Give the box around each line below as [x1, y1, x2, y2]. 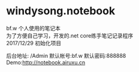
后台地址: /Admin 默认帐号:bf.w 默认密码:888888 [6, 52, 126, 59]
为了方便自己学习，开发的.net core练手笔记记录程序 [6, 32, 134, 39]
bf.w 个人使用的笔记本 [6, 24, 61, 32]
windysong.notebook [6, 4, 116, 18]
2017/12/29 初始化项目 [6, 39, 62, 46]
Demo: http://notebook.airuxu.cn [6, 58, 86, 66]
